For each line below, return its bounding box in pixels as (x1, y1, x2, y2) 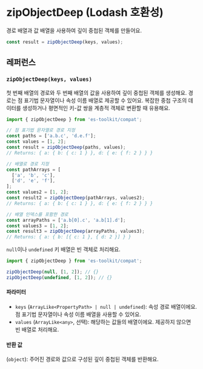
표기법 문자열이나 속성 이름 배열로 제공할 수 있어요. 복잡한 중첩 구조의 (24, 97, 187, 104)
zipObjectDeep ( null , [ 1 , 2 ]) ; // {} (6, 269, 99, 275)
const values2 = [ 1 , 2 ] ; (6, 189, 69, 195)
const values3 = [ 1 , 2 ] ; (6, 222, 69, 229)
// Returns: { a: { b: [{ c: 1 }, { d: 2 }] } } (6, 234, 131, 240)
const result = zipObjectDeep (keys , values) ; (6, 39, 123, 45)
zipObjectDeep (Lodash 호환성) (6, 5, 164, 19)
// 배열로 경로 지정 (6, 160, 50, 167)
